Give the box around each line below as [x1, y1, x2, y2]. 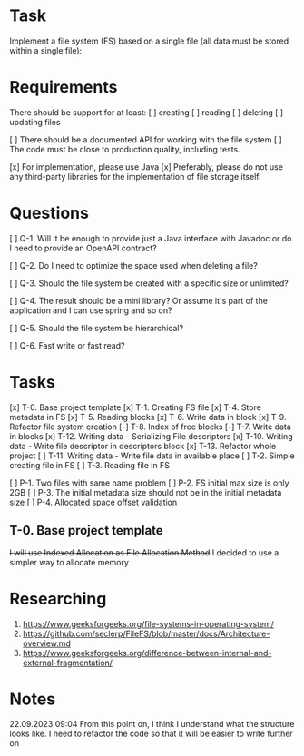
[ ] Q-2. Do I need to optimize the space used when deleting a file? [9, 260, 259, 270]
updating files [9, 116, 61, 127]
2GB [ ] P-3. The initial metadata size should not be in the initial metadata [9, 486, 282, 497]
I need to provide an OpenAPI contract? [9, 242, 157, 253]
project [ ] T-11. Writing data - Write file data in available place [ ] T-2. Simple [9, 450, 295, 461]
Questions [9, 203, 89, 223]
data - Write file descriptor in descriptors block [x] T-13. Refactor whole [9, 440, 277, 451]
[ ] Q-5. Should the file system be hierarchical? [9, 322, 184, 333]
